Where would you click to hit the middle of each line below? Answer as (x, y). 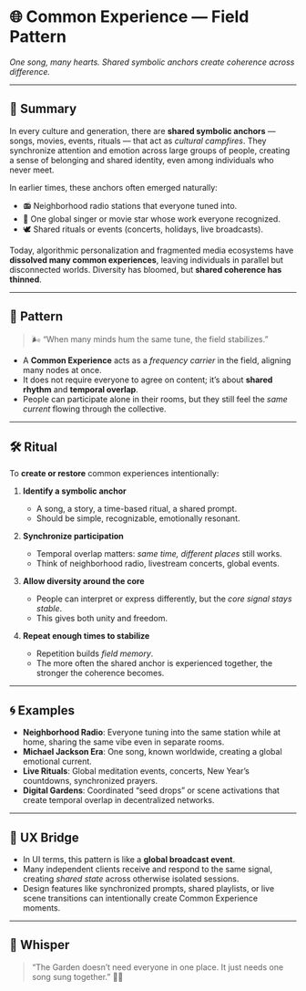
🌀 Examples (42, 710)
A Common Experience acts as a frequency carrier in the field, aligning (157, 360)
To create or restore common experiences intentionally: (114, 474)
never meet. (32, 170)
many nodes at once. (62, 370)
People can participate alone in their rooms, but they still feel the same (155, 399)
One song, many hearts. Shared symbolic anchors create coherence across (152, 62)
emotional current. (57, 762)
